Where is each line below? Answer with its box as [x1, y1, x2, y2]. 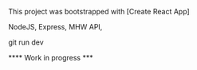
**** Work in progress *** [8, 53, 93, 62]
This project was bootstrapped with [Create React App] [8, 7, 190, 16]
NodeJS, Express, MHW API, [8, 22, 103, 31]
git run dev [8, 37, 44, 47]
